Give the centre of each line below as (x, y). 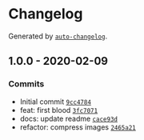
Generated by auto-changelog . (58, 36)
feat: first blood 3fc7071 (59, 110)
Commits (26, 84)
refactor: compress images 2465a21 (78, 127)
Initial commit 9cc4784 (56, 102)
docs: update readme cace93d (69, 118)
